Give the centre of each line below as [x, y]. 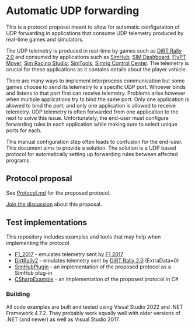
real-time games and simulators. [45, 39]
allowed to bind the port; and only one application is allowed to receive [91, 105]
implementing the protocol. [39, 243]
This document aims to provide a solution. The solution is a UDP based [91, 148]
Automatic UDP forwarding [73, 11]
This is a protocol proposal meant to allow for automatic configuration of [93, 27]
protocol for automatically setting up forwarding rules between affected [92, 154]
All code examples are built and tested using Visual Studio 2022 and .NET [95, 307]
